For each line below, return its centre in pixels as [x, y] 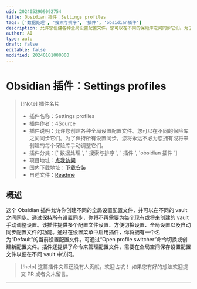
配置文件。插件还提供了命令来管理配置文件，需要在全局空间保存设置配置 [103, 247]
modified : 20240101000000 [38, 55]
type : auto [19, 39]
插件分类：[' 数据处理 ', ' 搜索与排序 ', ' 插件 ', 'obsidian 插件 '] [103, 153]
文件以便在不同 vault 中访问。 [42, 254]
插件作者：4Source [52, 123]
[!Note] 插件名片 [40, 103]
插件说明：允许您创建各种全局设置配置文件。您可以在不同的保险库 [109, 130]
